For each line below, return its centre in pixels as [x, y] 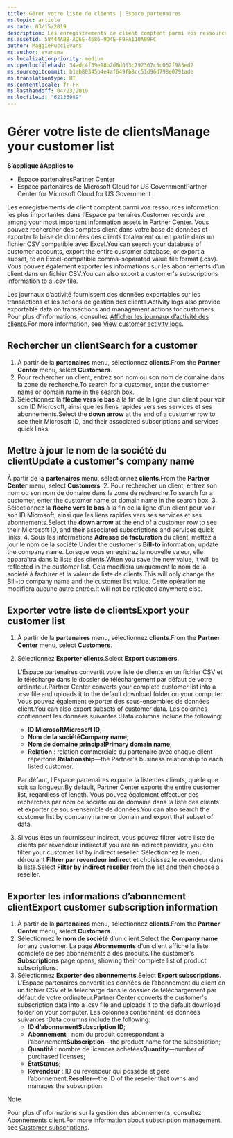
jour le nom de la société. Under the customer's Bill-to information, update [113, 544]
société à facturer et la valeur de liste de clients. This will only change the [111, 574]
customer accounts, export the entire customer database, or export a [106, 251]
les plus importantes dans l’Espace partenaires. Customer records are [106, 214]
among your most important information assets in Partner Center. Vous [108, 222]
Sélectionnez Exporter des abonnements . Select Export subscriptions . [119, 976]
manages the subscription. [66, 1086]
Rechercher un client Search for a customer [102, 346]
